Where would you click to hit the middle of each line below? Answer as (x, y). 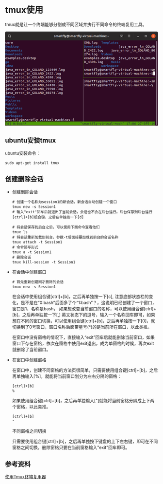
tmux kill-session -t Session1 (44, 262)
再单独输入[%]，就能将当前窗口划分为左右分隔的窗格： (67, 376)
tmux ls (20, 232)
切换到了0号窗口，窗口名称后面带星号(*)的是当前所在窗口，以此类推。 (82, 327)
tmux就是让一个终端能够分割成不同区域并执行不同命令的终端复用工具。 (76, 24)
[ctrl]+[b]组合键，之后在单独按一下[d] (48, 217)
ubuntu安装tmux (31, 140)
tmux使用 (24, 10)
